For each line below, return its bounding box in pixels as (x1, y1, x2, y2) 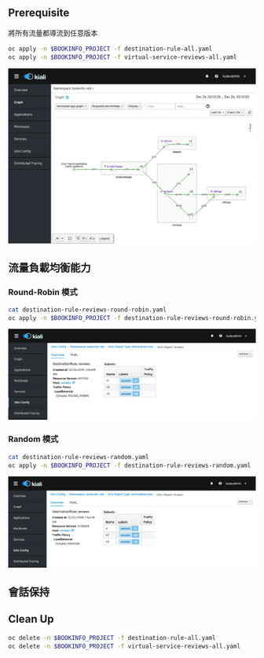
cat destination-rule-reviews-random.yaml (8, 453, 149, 461)
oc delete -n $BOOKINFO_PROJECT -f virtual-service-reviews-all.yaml (8, 642, 241, 651)
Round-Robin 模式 (8, 286, 79, 297)
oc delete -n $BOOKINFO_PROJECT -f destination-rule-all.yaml (8, 634, 216, 642)
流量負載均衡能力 (8, 261, 91, 274)
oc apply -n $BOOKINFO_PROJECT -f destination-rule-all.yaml (8, 45, 213, 53)
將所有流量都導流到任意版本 (8, 28, 98, 38)
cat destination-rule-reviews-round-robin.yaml (8, 306, 167, 314)
